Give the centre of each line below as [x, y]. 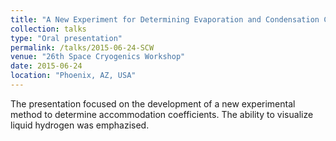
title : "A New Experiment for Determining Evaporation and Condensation [165, 19]
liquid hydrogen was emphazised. [80, 125]
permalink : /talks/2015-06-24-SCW [82, 47]
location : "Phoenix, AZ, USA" [73, 76]
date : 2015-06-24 [46, 66]
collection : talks [48, 29]
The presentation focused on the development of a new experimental [153, 103]
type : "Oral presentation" [66, 38]
